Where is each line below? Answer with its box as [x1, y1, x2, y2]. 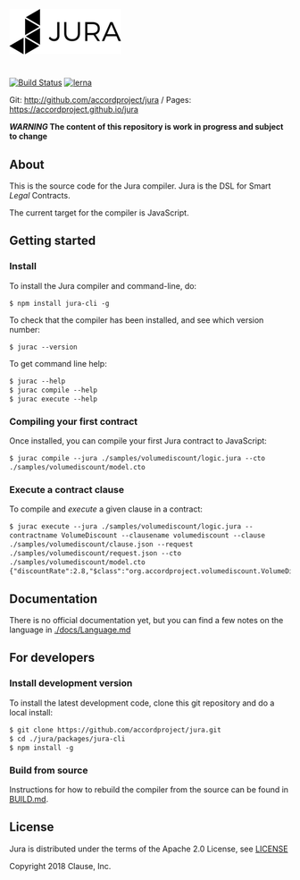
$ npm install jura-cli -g [9, 299, 110, 308]
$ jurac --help [9, 377, 66, 385]
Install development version [9, 677, 133, 690]
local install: [9, 707, 54, 717]
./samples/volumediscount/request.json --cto [9, 549, 181, 558]
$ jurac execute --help [9, 394, 98, 403]
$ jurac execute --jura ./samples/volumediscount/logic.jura [9, 522, 242, 531]
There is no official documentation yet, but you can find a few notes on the [9, 615, 284, 626]
